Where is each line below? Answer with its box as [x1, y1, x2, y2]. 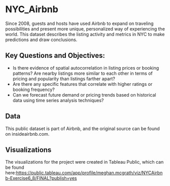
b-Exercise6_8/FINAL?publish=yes [5, 175, 77, 181]
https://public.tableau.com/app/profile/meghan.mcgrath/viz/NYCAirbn [16, 170, 163, 176]
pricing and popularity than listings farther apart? [12, 75, 115, 82]
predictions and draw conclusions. [5, 37, 78, 43]
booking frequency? [12, 86, 55, 92]
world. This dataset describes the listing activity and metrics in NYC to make [5, 31, 165, 37]
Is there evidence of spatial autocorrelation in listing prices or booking [12, 65, 159, 71]
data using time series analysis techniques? [12, 97, 104, 103]
